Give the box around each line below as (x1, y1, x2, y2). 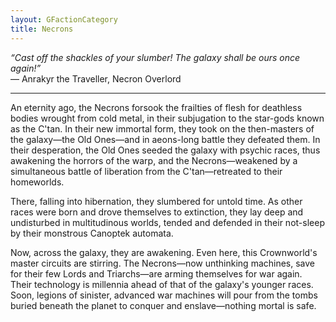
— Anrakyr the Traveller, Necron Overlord (10, 72, 182, 85)
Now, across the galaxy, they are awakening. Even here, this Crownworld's (10, 246, 318, 258)
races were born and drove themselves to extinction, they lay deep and (10, 206, 304, 218)
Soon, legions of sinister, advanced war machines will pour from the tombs (10, 289, 318, 301)
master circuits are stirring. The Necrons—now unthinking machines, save (10, 257, 316, 269)
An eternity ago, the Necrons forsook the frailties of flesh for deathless (10, 101, 303, 113)
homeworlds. (10, 176, 65, 188)
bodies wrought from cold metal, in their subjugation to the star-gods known (10, 112, 325, 124)
